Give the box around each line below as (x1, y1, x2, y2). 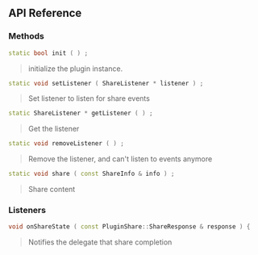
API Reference (8, 6, 82, 20)
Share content (27, 185, 76, 194)
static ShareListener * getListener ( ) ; (8, 109, 153, 118)
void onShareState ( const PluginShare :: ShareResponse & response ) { (8, 223, 251, 231)
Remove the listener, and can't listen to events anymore (27, 154, 213, 164)
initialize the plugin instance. (27, 64, 123, 73)
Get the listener (27, 124, 80, 134)
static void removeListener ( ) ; (8, 140, 125, 148)
